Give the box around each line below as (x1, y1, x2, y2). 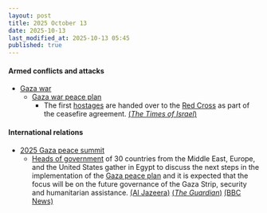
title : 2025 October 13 (8, 19, 88, 27)
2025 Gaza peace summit (19, 145, 105, 155)
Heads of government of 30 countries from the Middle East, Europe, (31, 153, 256, 164)
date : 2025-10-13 (8, 26, 66, 34)
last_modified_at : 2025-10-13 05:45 (8, 34, 130, 42)
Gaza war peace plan (31, 93, 102, 102)
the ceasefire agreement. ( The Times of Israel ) (43, 109, 198, 119)
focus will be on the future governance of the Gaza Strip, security (31, 179, 247, 188)
